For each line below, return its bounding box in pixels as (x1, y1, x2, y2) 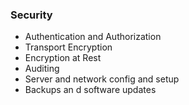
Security (10, 8, 53, 22)
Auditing (24, 63, 60, 75)
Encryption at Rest (24, 52, 102, 64)
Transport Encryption (24, 41, 113, 53)
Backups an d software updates (24, 84, 157, 96)
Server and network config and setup (24, 73, 180, 85)
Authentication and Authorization (24, 31, 162, 43)
